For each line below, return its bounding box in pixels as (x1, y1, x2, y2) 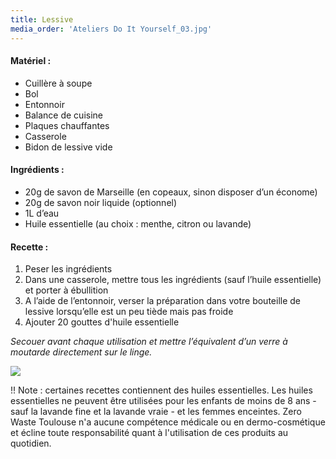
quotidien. (10, 437, 52, 450)
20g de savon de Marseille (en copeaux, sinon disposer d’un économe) (24, 186, 318, 198)
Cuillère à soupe (24, 77, 93, 89)
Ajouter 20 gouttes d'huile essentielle (24, 316, 180, 328)
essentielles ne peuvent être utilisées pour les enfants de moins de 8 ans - (10, 395, 317, 407)
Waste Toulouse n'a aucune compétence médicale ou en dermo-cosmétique (10, 416, 326, 428)
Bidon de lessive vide (24, 141, 113, 153)
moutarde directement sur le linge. (10, 346, 153, 358)
